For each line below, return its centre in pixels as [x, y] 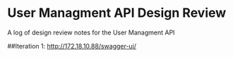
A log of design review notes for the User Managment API [91, 32]
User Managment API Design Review [117, 13]
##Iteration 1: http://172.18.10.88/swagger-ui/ [72, 46]
